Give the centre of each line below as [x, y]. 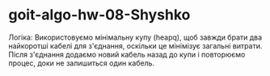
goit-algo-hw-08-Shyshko [99, 15]
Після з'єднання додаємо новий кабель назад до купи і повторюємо [127, 54]
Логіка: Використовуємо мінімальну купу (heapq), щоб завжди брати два [135, 37]
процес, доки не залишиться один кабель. [82, 63]
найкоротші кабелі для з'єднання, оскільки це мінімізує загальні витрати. [135, 45]
